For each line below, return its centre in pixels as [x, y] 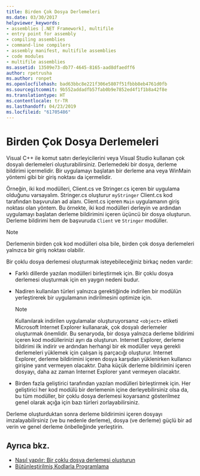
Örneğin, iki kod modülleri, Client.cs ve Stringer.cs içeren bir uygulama [93, 189]
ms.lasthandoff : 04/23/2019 [41, 106]
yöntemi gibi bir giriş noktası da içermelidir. [59, 177]
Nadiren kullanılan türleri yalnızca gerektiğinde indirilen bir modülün [98, 292]
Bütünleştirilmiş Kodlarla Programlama [62, 466]
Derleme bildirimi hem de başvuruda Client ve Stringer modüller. [87, 221]
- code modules [25, 56]
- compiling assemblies [36, 40]
